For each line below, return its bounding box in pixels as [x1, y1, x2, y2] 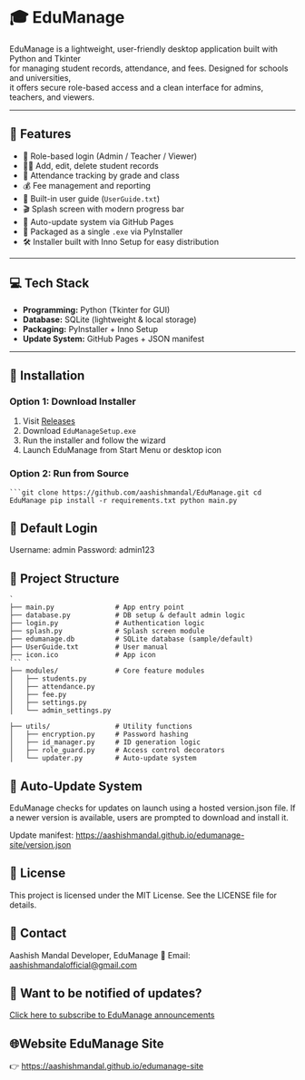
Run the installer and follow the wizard [22, 435, 166, 446]
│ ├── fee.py [9, 691, 67, 700]
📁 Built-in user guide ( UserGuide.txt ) [22, 192, 161, 204]
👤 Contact [9, 926, 67, 941]
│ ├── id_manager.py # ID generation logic [9, 738, 202, 747]
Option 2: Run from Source [9, 467, 130, 480]
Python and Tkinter [9, 53, 82, 64]
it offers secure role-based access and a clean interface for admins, [9, 82, 264, 93]
